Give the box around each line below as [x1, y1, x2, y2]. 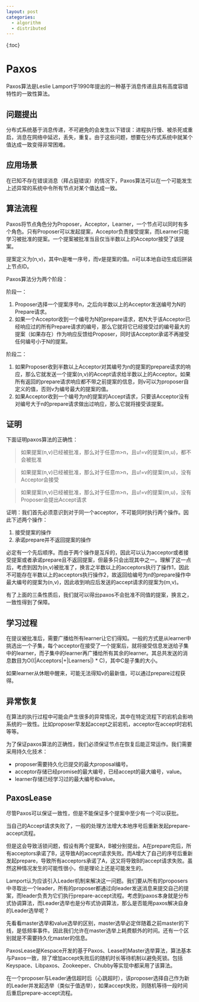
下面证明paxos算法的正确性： [6, 436, 78, 443]
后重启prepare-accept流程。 [6, 989, 76, 996]
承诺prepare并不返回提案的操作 [14, 536, 92, 544]
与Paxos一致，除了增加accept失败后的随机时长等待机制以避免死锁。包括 [6, 954, 184, 962]
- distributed [11, 25, 46, 31]
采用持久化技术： [6, 748, 48, 755]
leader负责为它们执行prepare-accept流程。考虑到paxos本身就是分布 [21, 892, 189, 899]
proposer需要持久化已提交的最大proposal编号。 [14, 761, 131, 768]
